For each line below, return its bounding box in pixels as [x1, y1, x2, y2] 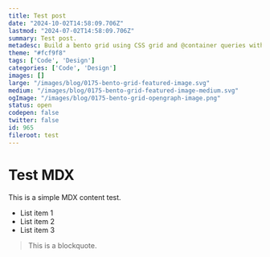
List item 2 [19, 216, 55, 226]
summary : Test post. [8, 34, 78, 43]
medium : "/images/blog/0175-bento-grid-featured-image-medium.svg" [8, 86, 239, 95]
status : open [8, 101, 52, 109]
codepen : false [8, 109, 59, 117]
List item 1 [19, 208, 54, 218]
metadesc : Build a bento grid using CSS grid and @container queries [8, 42, 247, 50]
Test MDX [8, 165, 75, 184]
